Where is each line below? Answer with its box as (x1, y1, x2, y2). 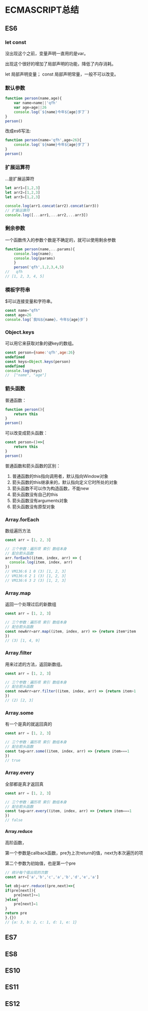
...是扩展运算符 (5, 176, 35, 182)
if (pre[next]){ (5, 888, 36, 893)
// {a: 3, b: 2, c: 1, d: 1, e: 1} (5, 920, 77, 925)
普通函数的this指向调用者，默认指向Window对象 (12, 473, 109, 479)
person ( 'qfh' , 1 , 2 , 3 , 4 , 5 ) (14, 265, 64, 270)
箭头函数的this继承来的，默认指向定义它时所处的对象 (12, 479, 118, 485)
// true (5, 758, 21, 763)
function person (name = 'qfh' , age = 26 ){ (5, 138, 82, 143)
